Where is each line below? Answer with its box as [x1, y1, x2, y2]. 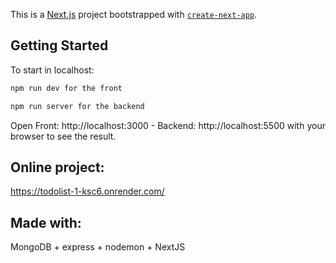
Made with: [10, 214, 82, 231]
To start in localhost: [10, 64, 95, 76]
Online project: [10, 159, 105, 176]
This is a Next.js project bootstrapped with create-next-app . [10, 9, 258, 20]
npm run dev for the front [10, 83, 123, 93]
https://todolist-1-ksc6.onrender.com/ [10, 185, 165, 198]
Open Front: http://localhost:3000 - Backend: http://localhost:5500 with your [10, 119, 326, 131]
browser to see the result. [10, 130, 117, 142]
